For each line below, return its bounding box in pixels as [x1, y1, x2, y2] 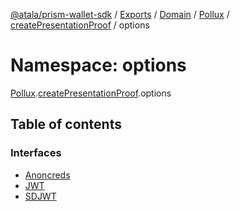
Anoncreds [24, 169, 71, 181]
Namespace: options [10, 54, 187, 77]
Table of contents [10, 116, 122, 133]
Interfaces [10, 146, 62, 160]
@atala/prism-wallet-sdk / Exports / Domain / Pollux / [10, 9, 230, 20]
